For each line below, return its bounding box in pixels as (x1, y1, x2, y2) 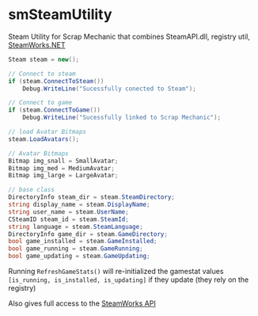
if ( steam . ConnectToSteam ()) (8, 77, 104, 85)
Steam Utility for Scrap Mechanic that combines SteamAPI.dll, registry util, (8, 32, 251, 41)
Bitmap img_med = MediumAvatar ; (8, 164, 115, 172)
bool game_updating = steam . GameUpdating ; (8, 252, 150, 261)
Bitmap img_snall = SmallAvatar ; (8, 157, 119, 165)
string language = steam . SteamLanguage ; (8, 223, 144, 230)
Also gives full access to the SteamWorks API (8, 299, 156, 308)
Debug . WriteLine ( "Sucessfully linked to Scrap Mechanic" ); (22, 113, 222, 122)
